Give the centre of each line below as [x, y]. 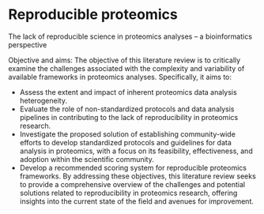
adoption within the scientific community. [87, 159]
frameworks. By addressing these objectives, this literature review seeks [138, 176]
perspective [28, 44]
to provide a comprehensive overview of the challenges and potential [132, 184]
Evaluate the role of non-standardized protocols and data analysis [127, 109]
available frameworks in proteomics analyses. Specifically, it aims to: [120, 77]
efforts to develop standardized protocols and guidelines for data [125, 142]
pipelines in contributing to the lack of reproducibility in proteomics [129, 117]
